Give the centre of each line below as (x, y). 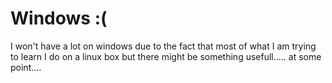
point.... (26, 67)
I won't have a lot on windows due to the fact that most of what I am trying (163, 46)
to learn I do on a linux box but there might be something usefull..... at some (166, 56)
